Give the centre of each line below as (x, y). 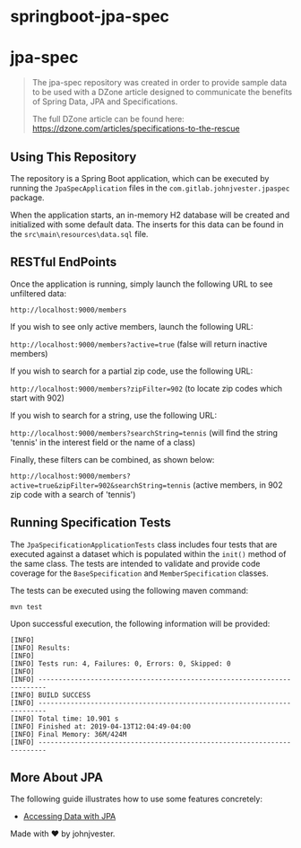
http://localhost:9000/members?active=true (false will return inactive (139, 344)
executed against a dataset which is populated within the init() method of (148, 553)
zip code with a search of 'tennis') (73, 494)
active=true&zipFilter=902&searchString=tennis (101, 486)
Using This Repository (73, 157)
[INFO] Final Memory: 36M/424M (69, 734)
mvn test (26, 607)
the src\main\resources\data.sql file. (79, 234)
